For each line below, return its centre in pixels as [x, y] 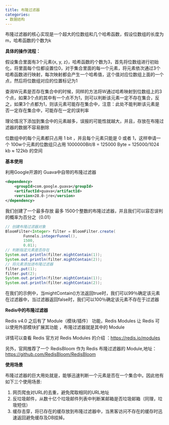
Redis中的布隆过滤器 [27, 310]
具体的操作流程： [23, 51]
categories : [18, 15]
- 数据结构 [15, 19]
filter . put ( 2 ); [21, 274]
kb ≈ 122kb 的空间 [24, 151]
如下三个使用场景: [24, 382]
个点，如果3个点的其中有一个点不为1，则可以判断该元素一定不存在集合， [80, 98]
